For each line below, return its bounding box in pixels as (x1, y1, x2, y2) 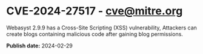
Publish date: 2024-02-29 (6, 42, 73, 49)
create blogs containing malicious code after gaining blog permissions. (6, 30, 184, 37)
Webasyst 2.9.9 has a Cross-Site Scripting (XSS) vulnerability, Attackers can (6, 24, 197, 31)
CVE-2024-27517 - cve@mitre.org (6, 4, 183, 18)
